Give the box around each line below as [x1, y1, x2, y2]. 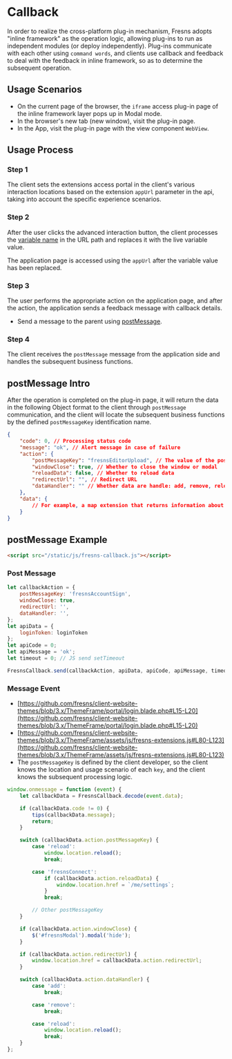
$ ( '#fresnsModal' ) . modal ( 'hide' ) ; [32, 932, 131, 939]
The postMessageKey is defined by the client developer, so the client [17, 758, 209, 767]
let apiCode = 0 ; [7, 642, 57, 649]
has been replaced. [7, 263, 62, 271]
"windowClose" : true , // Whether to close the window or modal [32, 464, 218, 470]
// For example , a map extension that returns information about [32, 502, 224, 508]
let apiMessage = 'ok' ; [7, 649, 76, 656]
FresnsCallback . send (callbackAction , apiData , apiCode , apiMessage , [7, 667, 209, 674]
